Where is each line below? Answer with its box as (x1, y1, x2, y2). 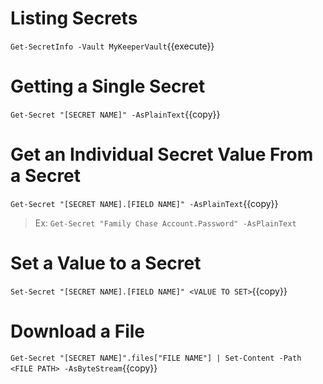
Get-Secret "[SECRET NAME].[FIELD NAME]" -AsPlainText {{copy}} (10, 197, 279, 209)
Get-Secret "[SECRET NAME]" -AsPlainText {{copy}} (10, 108, 221, 120)
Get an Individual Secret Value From (10, 143, 314, 166)
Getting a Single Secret (10, 75, 206, 98)
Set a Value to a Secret (10, 252, 202, 274)
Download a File (10, 320, 145, 342)
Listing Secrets (10, 7, 138, 30)
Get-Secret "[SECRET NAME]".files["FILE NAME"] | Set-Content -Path (10, 353, 302, 363)
